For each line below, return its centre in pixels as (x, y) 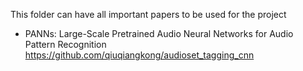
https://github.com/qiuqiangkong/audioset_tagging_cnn (139, 55)
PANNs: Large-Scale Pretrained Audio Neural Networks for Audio (159, 33)
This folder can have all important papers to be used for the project (148, 14)
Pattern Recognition (65, 44)
